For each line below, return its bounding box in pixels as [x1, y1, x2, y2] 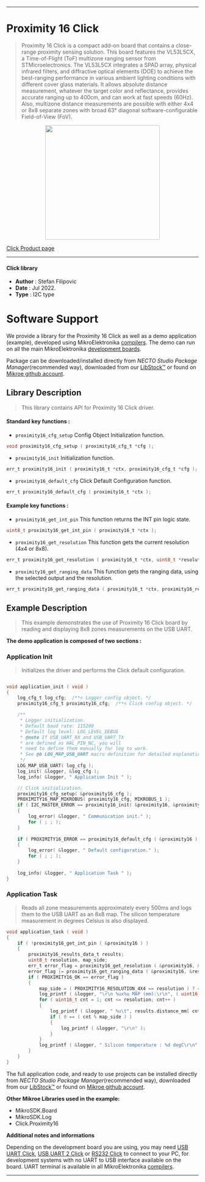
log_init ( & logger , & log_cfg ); [17, 768, 99, 775]
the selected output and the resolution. [15, 574, 113, 581]
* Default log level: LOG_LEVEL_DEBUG [20, 728, 119, 735]
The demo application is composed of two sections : [6, 637, 142, 645]
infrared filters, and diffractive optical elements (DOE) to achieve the [21, 68, 193, 75]
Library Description [6, 388, 82, 398]
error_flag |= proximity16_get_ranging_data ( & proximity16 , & [28, 968, 192, 975]
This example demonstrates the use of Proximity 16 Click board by [21, 619, 188, 626]
